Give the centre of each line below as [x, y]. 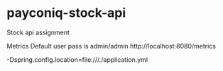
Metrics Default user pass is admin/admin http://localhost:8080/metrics [111, 46]
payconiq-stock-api [66, 13]
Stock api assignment [38, 32]
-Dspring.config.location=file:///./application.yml [77, 59]
